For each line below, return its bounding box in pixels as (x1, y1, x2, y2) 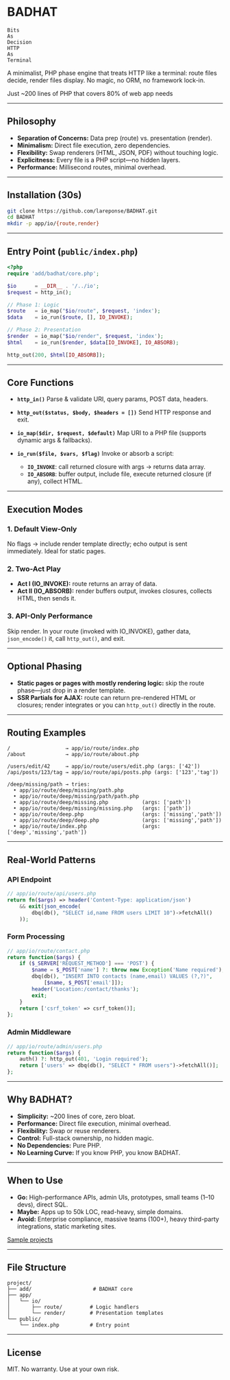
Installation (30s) (7, 189, 82, 201)
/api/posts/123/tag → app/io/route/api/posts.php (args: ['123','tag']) (7, 769, 219, 776)
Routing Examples (7, 727, 86, 738)
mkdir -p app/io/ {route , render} (7, 220, 99, 227)
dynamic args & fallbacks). (16, 436, 92, 444)
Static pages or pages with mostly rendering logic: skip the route (16, 679, 205, 687)
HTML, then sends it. (16, 594, 77, 603)
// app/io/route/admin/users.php (7, 1043, 103, 1050)
